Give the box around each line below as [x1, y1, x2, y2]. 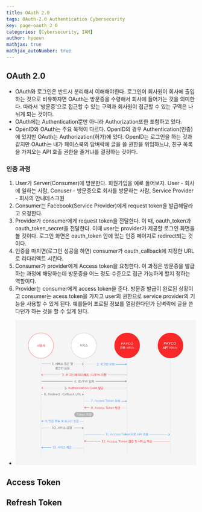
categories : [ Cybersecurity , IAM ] [6, 29, 93, 35]
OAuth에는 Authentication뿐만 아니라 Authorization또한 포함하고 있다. [14, 118, 182, 125]
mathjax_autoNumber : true [6, 48, 71, 54]
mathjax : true [6, 42, 42, 48]
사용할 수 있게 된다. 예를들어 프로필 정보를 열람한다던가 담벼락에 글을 [26, 300, 188, 307]
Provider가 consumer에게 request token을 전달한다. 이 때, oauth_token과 [14, 217, 191, 224]
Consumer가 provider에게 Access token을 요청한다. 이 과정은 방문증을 [14, 262, 184, 270]
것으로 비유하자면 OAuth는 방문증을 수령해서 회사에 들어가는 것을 [26, 95, 179, 103]
